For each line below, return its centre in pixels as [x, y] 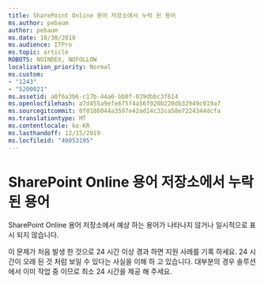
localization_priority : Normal [60, 67]
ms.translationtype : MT [47, 119]
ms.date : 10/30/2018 [42, 38]
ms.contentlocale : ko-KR [49, 126]
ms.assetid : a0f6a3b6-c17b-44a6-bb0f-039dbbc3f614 [93, 96]
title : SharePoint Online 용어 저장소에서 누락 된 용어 [92, 15]
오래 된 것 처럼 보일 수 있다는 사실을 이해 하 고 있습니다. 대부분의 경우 [129, 262]
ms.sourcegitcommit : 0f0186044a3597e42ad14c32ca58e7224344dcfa [115, 111]
